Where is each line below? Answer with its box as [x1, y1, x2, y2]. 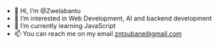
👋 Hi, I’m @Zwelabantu [14, 7, 81, 15]
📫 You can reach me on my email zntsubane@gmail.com [14, 30, 183, 38]
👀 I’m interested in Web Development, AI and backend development [14, 14, 212, 22]
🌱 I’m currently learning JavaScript [14, 22, 116, 30]
